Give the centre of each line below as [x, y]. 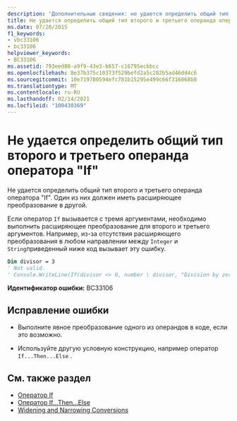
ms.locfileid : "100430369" [47, 106]
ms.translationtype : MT [42, 86]
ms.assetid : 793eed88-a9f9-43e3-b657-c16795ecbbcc [83, 66]
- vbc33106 [23, 40]
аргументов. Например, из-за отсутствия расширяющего [94, 233]
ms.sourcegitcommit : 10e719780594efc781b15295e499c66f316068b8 [102, 79]
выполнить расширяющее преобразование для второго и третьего [109, 226]
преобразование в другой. [48, 205]
